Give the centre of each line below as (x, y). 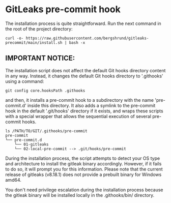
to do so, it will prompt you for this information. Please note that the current (84, 169)
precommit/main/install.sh (34, 42)
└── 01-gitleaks (32, 144)
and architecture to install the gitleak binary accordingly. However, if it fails (83, 163)
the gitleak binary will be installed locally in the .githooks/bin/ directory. (80, 195)
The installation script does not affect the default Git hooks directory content (85, 70)
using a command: (25, 81)
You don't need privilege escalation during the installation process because (84, 190)
